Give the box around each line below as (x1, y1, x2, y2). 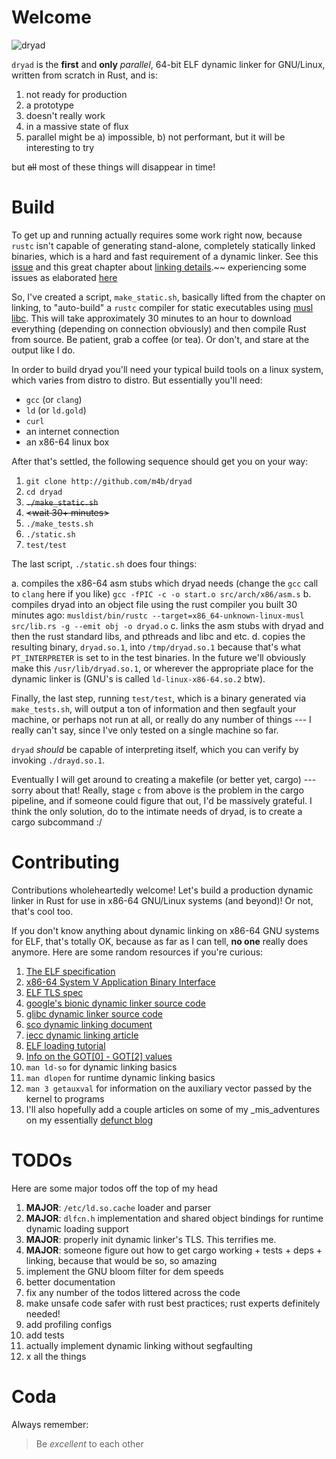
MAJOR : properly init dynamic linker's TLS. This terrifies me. (25, 1233, 277, 1245)
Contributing (11, 851, 120, 874)
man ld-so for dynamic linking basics (25, 1061, 178, 1073)
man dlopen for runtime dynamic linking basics (25, 1071, 216, 1083)
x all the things (25, 1350, 87, 1362)
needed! (25, 1307, 61, 1320)
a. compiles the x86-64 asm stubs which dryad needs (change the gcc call (11, 577, 319, 589)
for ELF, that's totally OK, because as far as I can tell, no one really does (11, 935, 309, 947)
